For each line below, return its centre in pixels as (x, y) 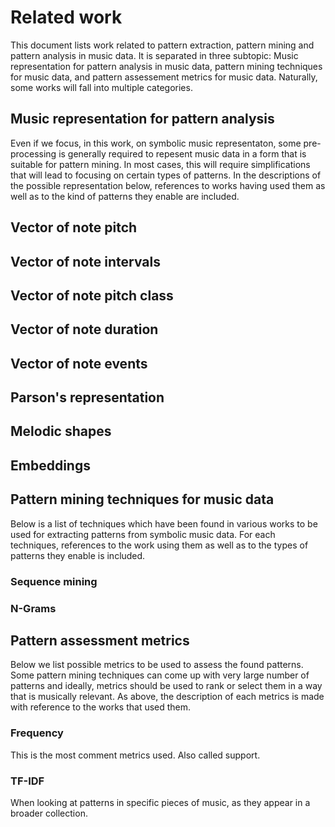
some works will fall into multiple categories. (101, 87)
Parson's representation (87, 397)
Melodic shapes (61, 431)
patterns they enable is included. (78, 555)
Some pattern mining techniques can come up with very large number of (160, 675)
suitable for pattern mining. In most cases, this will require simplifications (160, 164)
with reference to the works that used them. (101, 707)
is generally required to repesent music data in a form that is (182, 153)
